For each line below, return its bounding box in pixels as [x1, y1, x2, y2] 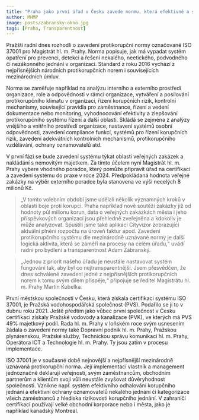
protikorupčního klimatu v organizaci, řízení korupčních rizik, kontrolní [6, 97, 176, 105]
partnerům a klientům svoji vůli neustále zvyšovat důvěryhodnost [6, 375, 165, 383]
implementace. [6, 345, 43, 352]
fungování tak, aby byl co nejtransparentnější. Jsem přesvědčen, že [20, 264, 187, 271]
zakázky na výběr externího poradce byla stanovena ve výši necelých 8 [6, 178, 181, 185]
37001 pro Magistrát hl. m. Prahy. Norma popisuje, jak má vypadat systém [6, 48, 187, 55]
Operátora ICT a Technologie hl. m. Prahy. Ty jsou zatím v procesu [6, 339, 168, 346]
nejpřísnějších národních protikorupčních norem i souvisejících [6, 67, 159, 74]
